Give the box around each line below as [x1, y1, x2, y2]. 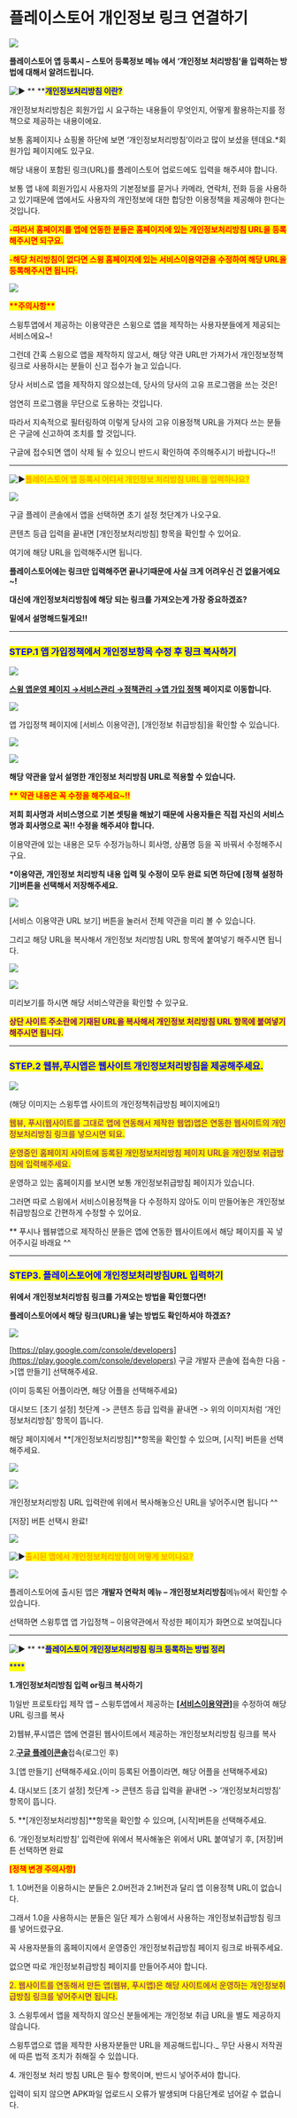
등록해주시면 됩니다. [9, 265, 78, 276]
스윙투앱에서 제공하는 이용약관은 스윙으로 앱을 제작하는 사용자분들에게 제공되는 [9, 319, 281, 330]
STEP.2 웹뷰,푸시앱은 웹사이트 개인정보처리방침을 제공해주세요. [9, 1060, 263, 1072]
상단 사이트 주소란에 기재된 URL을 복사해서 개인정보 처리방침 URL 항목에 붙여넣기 [9, 1016, 286, 1027]
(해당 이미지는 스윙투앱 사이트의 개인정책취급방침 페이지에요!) [9, 1098, 221, 1109]
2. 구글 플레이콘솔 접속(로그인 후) [9, 1747, 119, 1757]
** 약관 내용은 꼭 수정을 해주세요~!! [9, 790, 131, 801]
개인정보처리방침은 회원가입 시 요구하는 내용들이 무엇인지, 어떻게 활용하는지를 [9, 104, 277, 115]
